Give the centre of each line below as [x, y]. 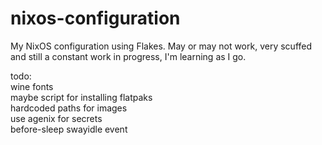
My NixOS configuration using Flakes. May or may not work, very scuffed [161, 46]
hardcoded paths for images [69, 108]
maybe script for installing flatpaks [81, 97]
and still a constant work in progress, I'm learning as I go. [128, 56]
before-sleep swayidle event [69, 129]
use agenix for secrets [56, 118]
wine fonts [32, 86]
